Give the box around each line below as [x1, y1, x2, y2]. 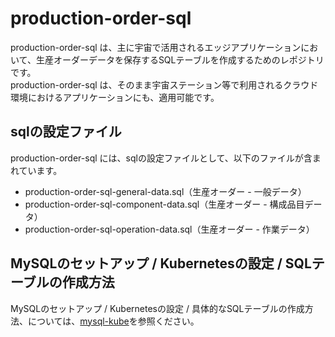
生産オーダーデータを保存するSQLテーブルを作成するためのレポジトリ [35, 53, 325, 66]
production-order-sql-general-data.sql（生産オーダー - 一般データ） [24, 185, 307, 197]
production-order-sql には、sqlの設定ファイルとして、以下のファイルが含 [10, 152, 313, 164]
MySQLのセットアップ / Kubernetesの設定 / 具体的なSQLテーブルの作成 [10, 302, 305, 314]
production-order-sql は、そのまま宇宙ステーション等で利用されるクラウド [10, 78, 319, 91]
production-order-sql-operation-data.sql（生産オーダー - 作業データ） [24, 223, 315, 235]
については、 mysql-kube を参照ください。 [27, 315, 200, 327]
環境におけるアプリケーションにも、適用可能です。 [10, 91, 220, 103]
